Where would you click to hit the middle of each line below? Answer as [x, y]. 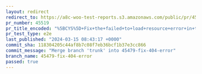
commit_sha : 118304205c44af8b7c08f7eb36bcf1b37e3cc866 [76, 45]
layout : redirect [27, 12]
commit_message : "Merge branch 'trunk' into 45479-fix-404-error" [91, 51]
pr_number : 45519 [27, 23]
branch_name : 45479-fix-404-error [49, 56]
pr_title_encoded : [29, 28]
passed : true [22, 61]
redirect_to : [22, 17]
